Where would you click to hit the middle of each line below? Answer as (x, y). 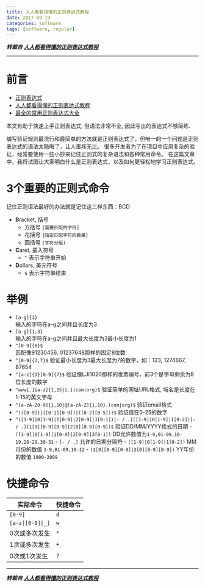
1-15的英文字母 (34, 397)
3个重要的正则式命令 (58, 189)
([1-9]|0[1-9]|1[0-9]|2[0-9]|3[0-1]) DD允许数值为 (81, 434)
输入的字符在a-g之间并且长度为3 (56, 324)
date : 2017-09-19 (28, 18)
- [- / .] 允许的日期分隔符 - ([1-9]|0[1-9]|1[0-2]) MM (126, 442)
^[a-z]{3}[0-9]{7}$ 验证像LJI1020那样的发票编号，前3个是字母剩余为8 (104, 374)
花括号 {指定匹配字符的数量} (56, 235)
